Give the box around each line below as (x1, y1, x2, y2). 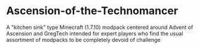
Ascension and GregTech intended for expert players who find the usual (6, 30, 183, 37)
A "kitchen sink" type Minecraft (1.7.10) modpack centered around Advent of (6, 24, 193, 31)
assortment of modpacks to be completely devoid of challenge (6, 36, 161, 43)
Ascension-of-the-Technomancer (6, 4, 178, 18)
